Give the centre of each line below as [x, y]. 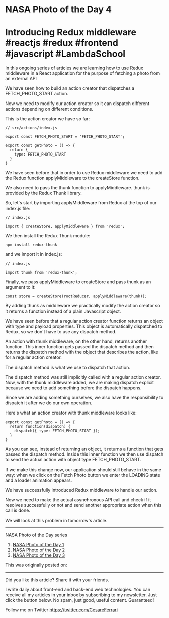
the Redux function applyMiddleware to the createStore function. [72, 178]
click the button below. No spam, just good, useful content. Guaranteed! [80, 600]
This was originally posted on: [36, 565]
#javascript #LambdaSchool [65, 54]
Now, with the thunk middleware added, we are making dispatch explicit [80, 383]
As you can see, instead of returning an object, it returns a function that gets [84, 449]
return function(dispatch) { [40, 427]
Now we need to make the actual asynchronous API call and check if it [78, 500]
